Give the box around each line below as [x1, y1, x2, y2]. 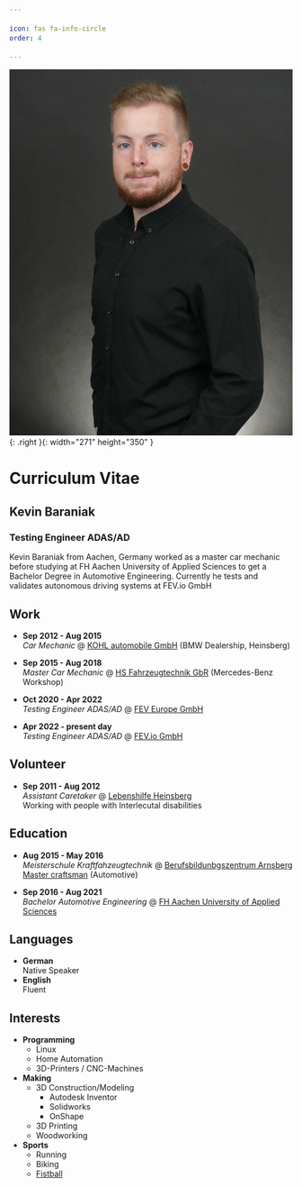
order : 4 [9, 33, 42, 42]
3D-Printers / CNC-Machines [35, 1064, 144, 1074]
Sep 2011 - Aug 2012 [22, 781, 101, 791]
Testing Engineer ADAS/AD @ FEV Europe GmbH [22, 703, 204, 714]
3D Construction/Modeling [35, 1082, 135, 1093]
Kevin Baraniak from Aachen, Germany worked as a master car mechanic [9, 552, 280, 562]
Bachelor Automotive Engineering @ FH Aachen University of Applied [22, 896, 280, 907]
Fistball [35, 1168, 63, 1180]
